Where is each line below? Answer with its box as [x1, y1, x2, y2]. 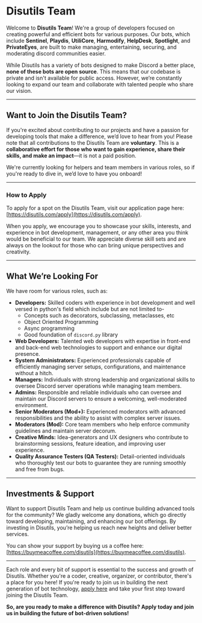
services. [6, 530, 29, 537]
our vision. [6, 87, 32, 94]
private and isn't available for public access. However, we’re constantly [6, 74, 182, 81]
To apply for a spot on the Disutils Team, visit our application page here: [6, 204, 185, 212]
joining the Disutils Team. [6, 591, 69, 598]
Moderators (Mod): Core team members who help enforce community [14, 420, 190, 428]
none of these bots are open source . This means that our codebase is [6, 68, 181, 75]
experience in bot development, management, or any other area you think [6, 229, 189, 236]
